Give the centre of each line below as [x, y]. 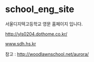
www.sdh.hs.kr [21, 43]
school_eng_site [40, 9]
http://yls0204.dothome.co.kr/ [36, 34]
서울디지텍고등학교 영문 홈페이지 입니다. [44, 24]
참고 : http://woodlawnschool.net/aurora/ [47, 54]
